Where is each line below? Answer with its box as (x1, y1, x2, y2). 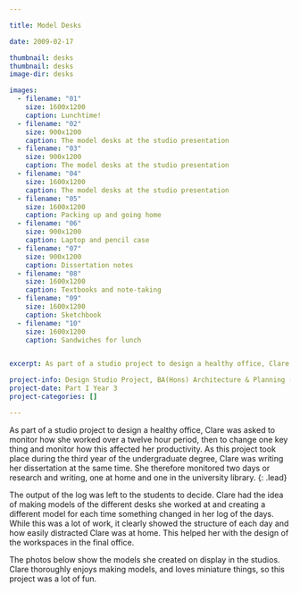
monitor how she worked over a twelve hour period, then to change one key (9, 434, 288, 445)
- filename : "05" (17, 194, 82, 203)
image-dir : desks (9, 70, 74, 79)
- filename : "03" (17, 144, 82, 153)
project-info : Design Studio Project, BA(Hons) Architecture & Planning (9, 376, 286, 385)
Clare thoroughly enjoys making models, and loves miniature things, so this (9, 563, 286, 574)
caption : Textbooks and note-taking (25, 285, 162, 295)
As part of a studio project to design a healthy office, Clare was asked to (9, 424, 275, 435)
